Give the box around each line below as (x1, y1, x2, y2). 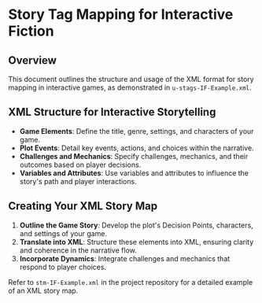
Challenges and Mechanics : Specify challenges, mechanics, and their (19, 151, 249, 161)
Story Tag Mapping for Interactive (8, 6, 234, 24)
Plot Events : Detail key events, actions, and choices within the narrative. (19, 143, 254, 153)
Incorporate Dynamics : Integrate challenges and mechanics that (19, 253, 231, 263)
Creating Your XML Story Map (8, 199, 158, 213)
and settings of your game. (19, 228, 108, 238)
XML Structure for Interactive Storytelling (8, 105, 216, 119)
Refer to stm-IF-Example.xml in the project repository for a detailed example (8, 277, 253, 286)
